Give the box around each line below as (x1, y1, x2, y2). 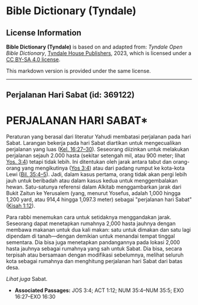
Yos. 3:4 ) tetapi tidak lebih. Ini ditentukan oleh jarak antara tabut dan (6, 158, 172, 166)
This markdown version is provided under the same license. (6, 67, 151, 74)
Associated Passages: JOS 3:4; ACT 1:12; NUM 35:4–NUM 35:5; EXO (14, 287, 184, 294)
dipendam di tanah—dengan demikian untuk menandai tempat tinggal (6, 232, 175, 240)
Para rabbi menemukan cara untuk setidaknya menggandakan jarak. (6, 214, 172, 221)
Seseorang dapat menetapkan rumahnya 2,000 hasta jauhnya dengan (6, 220, 176, 227)
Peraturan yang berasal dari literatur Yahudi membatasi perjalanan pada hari (6, 133, 192, 140)
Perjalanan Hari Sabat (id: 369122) (6, 90, 135, 100)
